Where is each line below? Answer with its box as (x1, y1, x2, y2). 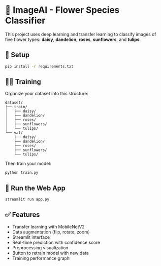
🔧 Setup (5, 51, 30, 59)
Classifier (5, 15, 46, 26)
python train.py (5, 170, 38, 175)
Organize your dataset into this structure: (5, 91, 89, 97)
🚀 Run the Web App (5, 184, 65, 192)
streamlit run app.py (5, 197, 50, 202)
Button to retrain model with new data (12, 250, 89, 256)
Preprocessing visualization (12, 244, 68, 251)
